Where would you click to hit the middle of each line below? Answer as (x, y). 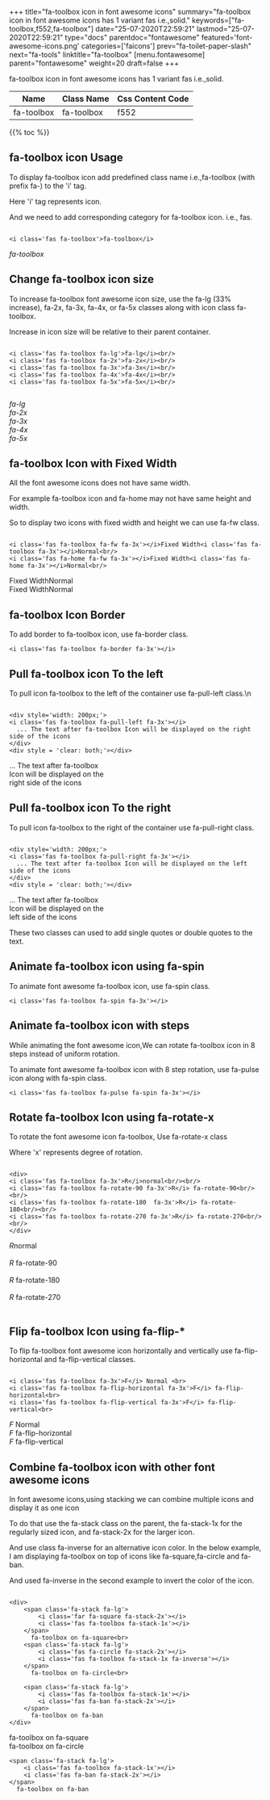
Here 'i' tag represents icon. (56, 201)
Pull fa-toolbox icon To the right (90, 808)
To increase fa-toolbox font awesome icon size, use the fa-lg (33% (120, 299)
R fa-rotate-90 (33, 1263)
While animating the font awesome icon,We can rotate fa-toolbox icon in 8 (132, 1045)
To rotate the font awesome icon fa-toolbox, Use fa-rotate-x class (118, 1137)
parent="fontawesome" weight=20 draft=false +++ (94, 63)
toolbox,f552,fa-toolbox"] (52, 29)
